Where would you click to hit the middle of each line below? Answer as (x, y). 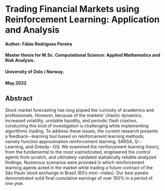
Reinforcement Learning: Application (82, 19)
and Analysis (33, 30)
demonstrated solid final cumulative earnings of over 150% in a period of (79, 178)
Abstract (19, 98)
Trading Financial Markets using (72, 9)
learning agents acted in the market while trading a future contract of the (79, 168)
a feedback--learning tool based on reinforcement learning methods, (75, 136)
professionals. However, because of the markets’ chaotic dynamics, (74, 115)
